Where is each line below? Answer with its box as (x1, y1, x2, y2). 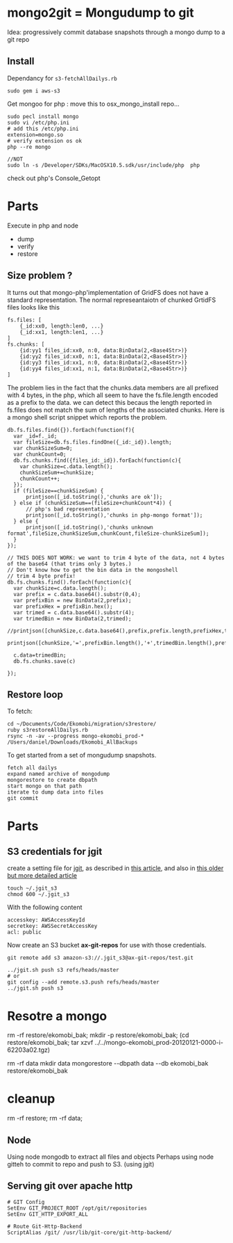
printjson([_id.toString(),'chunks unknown (25, 524, 154, 531)
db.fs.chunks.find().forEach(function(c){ (7, 579, 132, 586)
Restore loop (7, 689, 64, 700)
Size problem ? (7, 270, 73, 282)
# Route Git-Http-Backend (7, 1223, 82, 1230)
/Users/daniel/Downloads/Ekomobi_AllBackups (7, 739, 138, 746)
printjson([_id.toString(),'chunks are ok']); (25, 493, 163, 500)
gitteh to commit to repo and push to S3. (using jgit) (7, 1160, 155, 1168)
